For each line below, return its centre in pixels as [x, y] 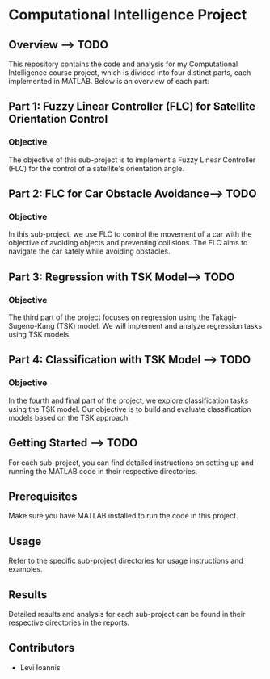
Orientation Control [58, 119]
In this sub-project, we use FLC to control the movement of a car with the [130, 234]
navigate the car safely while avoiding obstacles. [90, 251]
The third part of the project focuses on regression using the [109, 317]
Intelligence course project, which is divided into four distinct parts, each [130, 73]
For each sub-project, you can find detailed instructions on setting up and [131, 463]
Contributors [42, 648]
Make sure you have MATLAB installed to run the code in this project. [123, 516]
